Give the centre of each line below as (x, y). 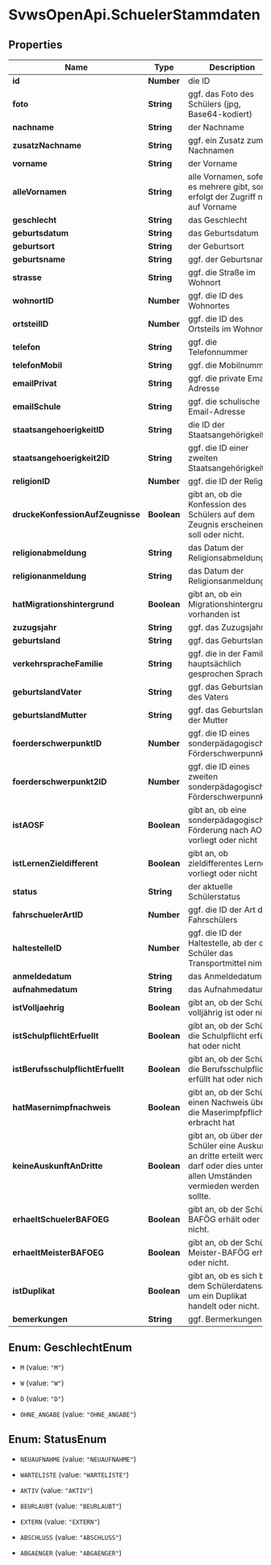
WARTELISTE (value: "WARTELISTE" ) (74, 1475)
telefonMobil (38, 365)
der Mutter (208, 720)
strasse (27, 278)
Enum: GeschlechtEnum (70, 1348)
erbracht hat (212, 1123)
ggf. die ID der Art (222, 910)
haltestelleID (37, 948)
